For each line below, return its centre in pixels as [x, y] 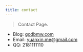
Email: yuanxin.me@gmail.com [45, 39]
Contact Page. [33, 24]
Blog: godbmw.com [33, 34]
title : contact [22, 10]
